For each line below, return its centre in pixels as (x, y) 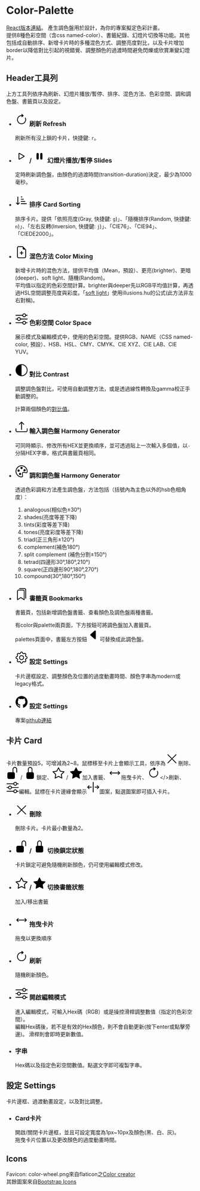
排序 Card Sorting (55, 205)
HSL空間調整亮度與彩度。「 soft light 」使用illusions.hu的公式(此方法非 (104, 293)
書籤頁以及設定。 (43, 101)
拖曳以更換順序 (33, 938)
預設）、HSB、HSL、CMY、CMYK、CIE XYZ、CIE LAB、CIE (104, 345)
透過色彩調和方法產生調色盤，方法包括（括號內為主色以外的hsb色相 (98, 490)
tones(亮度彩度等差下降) (53, 532)
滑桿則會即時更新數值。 (58, 1034)
